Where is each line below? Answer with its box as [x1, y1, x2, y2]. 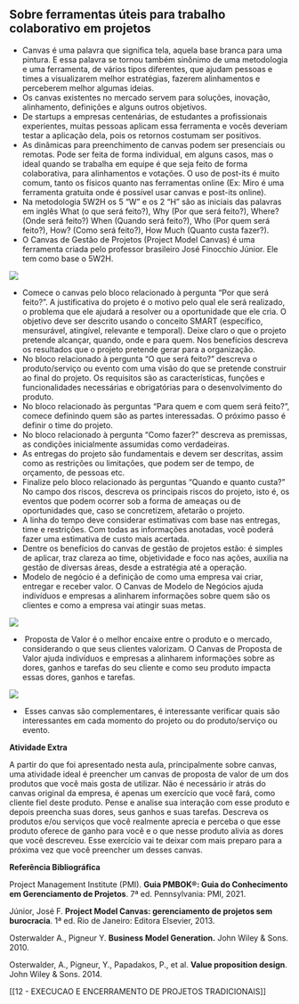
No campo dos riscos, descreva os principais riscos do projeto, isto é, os [21, 486, 290, 497]
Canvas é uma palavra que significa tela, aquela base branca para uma [21, 45, 283, 55]
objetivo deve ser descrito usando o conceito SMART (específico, [21, 316, 263, 326]
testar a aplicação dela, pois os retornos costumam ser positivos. [21, 129, 262, 141]
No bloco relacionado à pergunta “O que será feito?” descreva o [21, 353, 258, 364]
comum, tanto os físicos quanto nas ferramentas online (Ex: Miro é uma [21, 177, 285, 188]
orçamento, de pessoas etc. [21, 467, 125, 478]
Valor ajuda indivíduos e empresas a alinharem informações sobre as [21, 653, 276, 663]
